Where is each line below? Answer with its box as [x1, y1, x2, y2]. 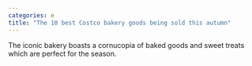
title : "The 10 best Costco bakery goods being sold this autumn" [8, 19, 231, 27]
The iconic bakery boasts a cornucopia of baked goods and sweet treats [8, 40, 245, 49]
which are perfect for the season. [8, 49, 117, 58]
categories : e [8, 11, 55, 20]
